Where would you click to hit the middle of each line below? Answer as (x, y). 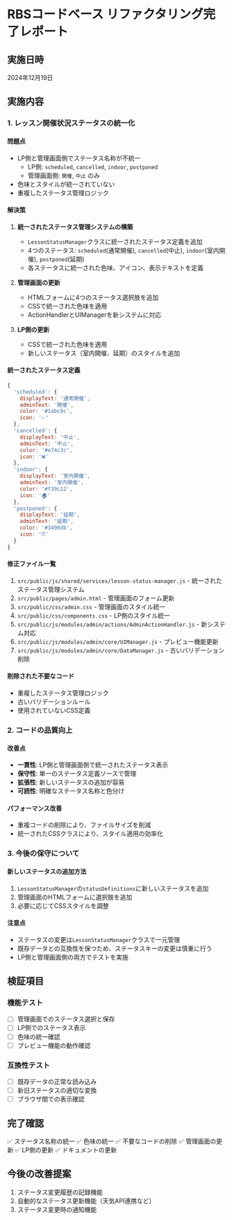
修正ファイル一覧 (32, 564)
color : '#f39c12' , (46, 489)
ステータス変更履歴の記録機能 (60, 1192)
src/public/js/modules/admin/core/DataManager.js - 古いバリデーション (121, 650)
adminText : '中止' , (47, 444)
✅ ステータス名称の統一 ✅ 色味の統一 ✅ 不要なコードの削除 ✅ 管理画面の (112, 1141)
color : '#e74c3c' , (46, 450)
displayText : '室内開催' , (55, 476)
